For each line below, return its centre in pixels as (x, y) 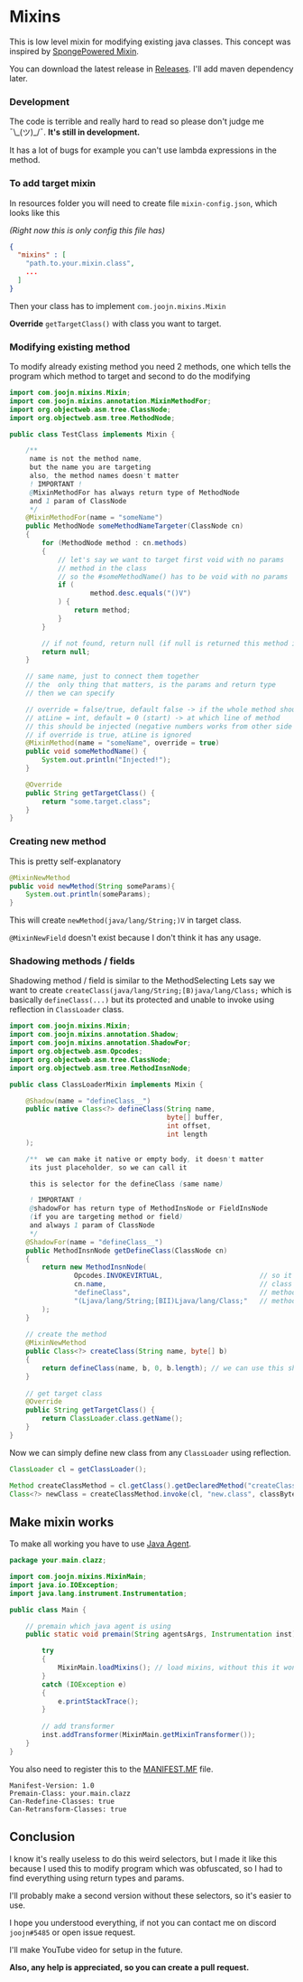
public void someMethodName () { (86, 752)
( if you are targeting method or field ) (106, 1217)
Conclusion (42, 1837)
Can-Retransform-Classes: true (68, 1809)
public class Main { (48, 1610)
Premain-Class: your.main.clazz (70, 1793)
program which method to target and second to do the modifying (130, 376)
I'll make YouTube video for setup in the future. (96, 1949)
